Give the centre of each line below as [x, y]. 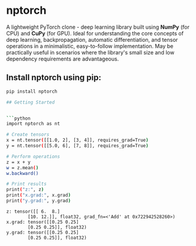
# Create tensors [28, 135]
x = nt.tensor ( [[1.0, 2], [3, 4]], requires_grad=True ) [77, 140]
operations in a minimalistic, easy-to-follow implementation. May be [90, 46]
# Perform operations [33, 156]
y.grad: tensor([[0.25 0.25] [43, 232]
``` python [19, 118]
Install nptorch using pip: [54, 78]
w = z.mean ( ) [22, 168]
